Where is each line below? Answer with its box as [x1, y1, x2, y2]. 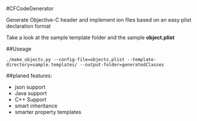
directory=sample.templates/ [6, 62, 78, 68]
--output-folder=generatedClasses [79, 62, 165, 68]
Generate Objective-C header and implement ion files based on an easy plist [6, 16, 192, 23]
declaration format [6, 23, 51, 29]
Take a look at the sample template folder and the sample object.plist [6, 34, 175, 41]
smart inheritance [14, 102, 58, 109]
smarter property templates [14, 109, 82, 115]
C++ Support [14, 96, 47, 103]
